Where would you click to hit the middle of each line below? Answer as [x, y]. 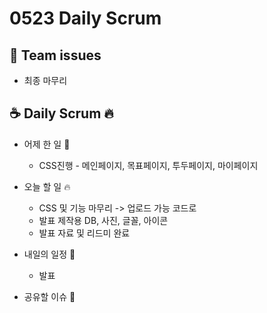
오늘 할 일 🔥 [47, 186]
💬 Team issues [55, 55]
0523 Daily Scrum [85, 18]
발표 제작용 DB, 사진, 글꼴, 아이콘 [103, 220]
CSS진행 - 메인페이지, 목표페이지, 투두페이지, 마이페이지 [148, 165]
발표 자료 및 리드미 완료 [84, 233]
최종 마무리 [45, 80]
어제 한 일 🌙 [47, 144]
